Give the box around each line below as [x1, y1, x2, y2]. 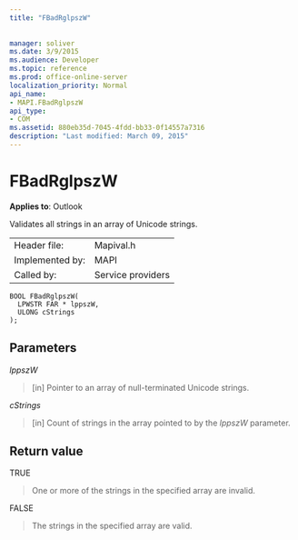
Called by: [14, 268, 57, 281]
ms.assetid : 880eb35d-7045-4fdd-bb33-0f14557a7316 [9, 124, 205, 133]
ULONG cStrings [17, 307, 75, 316]
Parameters [9, 340, 77, 355]
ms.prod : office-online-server [9, 73, 128, 82]
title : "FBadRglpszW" [9, 13, 92, 23]
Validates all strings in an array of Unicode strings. [9, 218, 198, 229]
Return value [9, 444, 84, 459]
